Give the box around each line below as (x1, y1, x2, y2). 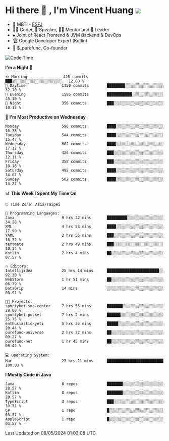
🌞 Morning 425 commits (5, 74, 88, 79)
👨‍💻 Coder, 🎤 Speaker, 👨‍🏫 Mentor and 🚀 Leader (12, 26, 109, 32)
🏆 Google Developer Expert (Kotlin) (12, 37, 87, 43)
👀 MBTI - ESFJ (12, 21, 43, 27)
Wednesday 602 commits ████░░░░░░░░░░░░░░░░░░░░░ (5, 141, 164, 146)
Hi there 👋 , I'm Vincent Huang (5, 5, 134, 16)
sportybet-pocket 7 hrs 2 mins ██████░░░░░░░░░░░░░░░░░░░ (5, 312, 164, 317)
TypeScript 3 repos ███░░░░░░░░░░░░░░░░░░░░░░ (5, 399, 164, 404)
